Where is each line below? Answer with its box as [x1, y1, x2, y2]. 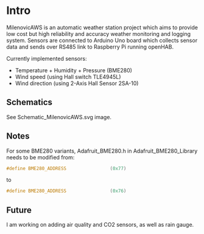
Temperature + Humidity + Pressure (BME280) [15, 66, 133, 74]
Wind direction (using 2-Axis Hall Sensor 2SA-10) [15, 80, 139, 87]
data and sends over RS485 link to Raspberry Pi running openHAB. [6, 43, 174, 50]
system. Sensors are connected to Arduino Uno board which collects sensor [6, 36, 198, 44]
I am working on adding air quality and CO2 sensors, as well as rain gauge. [6, 221, 194, 229]
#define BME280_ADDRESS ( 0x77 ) [6, 165, 127, 171]
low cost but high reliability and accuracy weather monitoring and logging [6, 30, 191, 37]
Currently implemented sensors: [6, 55, 87, 62]
